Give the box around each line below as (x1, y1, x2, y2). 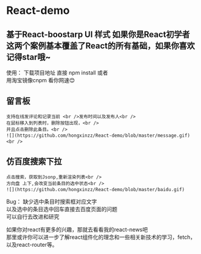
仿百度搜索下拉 (6, 157, 62, 167)
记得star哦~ (6, 52, 51, 62)
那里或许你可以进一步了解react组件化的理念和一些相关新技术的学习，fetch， (6, 233, 196, 241)
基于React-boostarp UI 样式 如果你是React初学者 (6, 29, 190, 39)
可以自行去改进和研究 (6, 213, 59, 220)
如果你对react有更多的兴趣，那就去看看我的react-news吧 (6, 226, 148, 233)
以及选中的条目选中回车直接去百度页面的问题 (6, 205, 118, 212)
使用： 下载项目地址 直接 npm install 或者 (6, 69, 109, 76)
